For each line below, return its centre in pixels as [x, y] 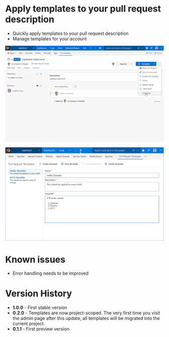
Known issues [35, 259]
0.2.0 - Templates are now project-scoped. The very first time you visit [86, 313]
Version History [38, 293]
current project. [29, 324]
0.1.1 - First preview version [41, 329]
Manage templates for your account [50, 39]
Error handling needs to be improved [51, 273]
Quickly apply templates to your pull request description [71, 33]
